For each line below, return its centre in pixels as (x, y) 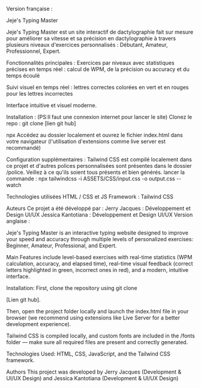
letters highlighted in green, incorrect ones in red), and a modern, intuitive (97, 270)
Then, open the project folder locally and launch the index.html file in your (97, 311)
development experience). (39, 324)
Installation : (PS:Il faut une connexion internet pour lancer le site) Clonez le (99, 117)
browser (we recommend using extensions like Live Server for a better (93, 318)
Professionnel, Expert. (34, 51)
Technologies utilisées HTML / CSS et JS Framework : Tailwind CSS (90, 197)
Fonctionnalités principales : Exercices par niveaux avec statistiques (91, 63)
